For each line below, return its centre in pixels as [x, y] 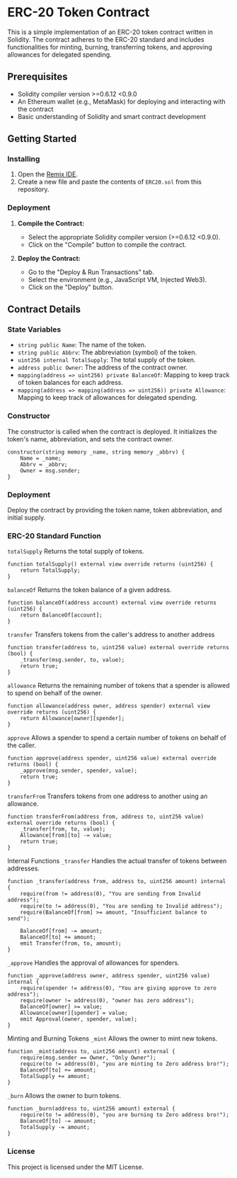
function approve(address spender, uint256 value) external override [112, 758]
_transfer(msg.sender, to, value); [73, 660]
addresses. [24, 868]
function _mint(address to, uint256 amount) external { [91, 1052]
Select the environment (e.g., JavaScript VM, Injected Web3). [117, 279]
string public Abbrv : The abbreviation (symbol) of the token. [107, 352]
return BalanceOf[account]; [61, 615]
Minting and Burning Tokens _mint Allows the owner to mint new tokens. [112, 1038]
